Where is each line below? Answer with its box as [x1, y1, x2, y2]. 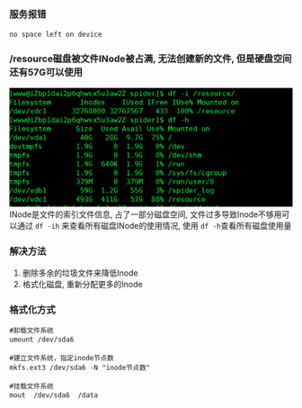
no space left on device [9, 30, 102, 40]
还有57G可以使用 [9, 66, 84, 78]
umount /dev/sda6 [9, 335, 75, 344]
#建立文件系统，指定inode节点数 [9, 354, 114, 363]
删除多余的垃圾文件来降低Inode [22, 267, 138, 278]
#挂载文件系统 [9, 382, 54, 391]
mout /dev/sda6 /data [9, 391, 99, 400]
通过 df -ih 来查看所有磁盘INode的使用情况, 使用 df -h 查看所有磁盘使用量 [16, 221, 292, 231]
